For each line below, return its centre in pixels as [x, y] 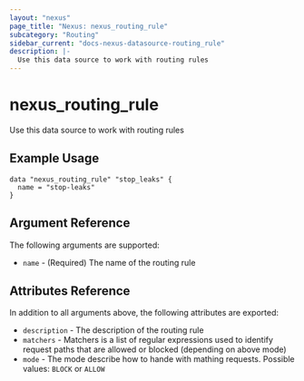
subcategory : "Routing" [54, 34]
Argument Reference [70, 223]
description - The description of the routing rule [113, 330]
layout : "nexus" [40, 18]
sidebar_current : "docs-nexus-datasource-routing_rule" [117, 43]
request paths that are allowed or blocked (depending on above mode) [155, 349]
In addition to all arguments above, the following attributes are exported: [144, 313]
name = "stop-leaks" [56, 187]
